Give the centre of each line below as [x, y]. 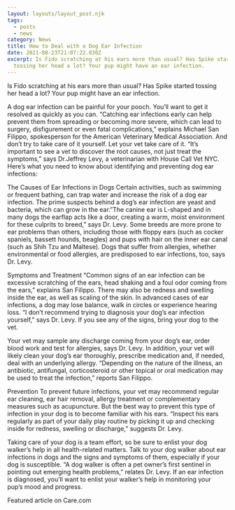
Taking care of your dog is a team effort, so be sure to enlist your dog [107, 442]
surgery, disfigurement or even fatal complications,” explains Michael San [113, 129]
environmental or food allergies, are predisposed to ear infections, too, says [116, 254]
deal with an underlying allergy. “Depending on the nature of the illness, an [115, 363]
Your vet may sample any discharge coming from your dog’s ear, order [109, 341]
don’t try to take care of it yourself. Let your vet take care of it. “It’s [103, 143]
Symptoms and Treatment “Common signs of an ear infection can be [106, 275]
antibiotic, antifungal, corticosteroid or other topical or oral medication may [115, 370]
